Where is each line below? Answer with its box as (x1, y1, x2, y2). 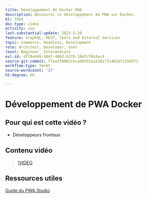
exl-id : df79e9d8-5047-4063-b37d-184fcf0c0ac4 (5, 54, 105, 59)
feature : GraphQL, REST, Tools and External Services (5, 36, 121, 41)
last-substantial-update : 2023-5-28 (5, 31, 82, 36)
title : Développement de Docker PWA (5, 7, 82, 13)
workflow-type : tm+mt (5, 63, 51, 68)
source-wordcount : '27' (5, 68, 55, 73)
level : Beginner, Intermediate (5, 49, 71, 54)
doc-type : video (5, 21, 39, 27)
